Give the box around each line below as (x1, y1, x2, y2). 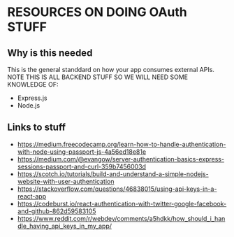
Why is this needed (7, 47, 93, 59)
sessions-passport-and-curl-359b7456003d (17, 162, 147, 171)
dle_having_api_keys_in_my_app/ (17, 222, 112, 230)
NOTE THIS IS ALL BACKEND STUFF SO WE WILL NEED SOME (7, 73, 189, 81)
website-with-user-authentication (17, 177, 115, 185)
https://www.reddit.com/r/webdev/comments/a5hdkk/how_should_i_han (17, 214, 226, 222)
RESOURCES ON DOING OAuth (7, 4, 187, 20)
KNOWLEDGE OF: (7, 80, 59, 88)
